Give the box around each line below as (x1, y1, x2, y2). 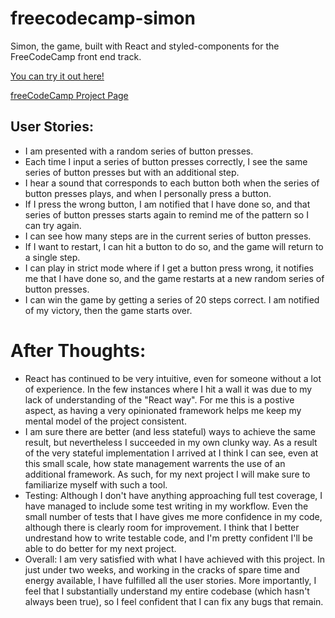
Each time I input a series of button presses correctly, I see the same (24, 155, 308, 167)
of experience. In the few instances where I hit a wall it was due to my (24, 383, 313, 395)
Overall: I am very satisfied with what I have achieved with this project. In (24, 553, 325, 565)
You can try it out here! (10, 70, 105, 82)
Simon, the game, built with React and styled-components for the (10, 40, 280, 52)
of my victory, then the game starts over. (24, 304, 193, 316)
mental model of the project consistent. (24, 415, 187, 427)
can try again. (24, 219, 82, 231)
